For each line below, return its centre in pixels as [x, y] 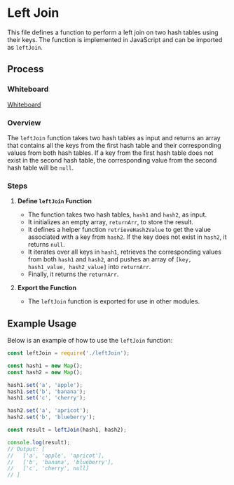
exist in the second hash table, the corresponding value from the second [112, 160]
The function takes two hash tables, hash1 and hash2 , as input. [117, 214]
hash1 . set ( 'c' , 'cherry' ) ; [47, 398]
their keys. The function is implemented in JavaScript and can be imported [115, 39]
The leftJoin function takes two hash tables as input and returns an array [114, 137]
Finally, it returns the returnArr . [73, 274]
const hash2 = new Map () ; [45, 372]
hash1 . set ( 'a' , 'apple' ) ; [45, 385]
